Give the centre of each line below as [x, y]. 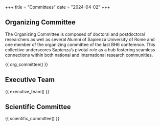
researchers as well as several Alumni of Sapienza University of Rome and [80, 39]
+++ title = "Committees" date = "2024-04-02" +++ [58, 7]
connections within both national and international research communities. [79, 55]
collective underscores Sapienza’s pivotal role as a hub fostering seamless [80, 50]
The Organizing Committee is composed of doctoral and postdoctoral [75, 34]
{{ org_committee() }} [27, 64]
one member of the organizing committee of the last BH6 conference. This [80, 44]
